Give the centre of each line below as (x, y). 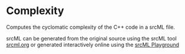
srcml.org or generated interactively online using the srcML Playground (92, 45)
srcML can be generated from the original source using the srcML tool (92, 38)
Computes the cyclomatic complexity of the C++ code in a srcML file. (91, 27)
